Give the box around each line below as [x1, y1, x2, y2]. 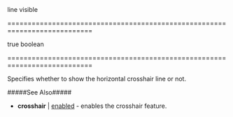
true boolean [7, 40, 44, 48]
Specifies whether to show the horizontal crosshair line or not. [7, 75, 187, 83]
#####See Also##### [7, 88, 72, 96]
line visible [7, 6, 38, 13]
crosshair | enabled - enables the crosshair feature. [17, 102, 167, 110]
